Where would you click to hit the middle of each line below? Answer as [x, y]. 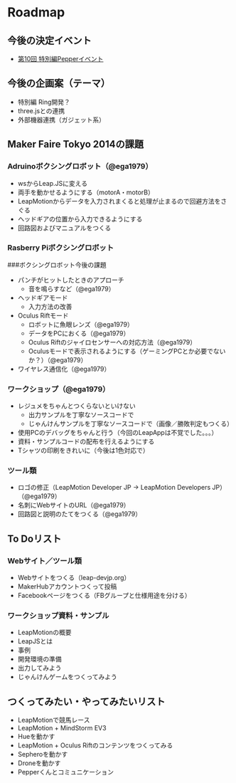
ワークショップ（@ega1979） [59, 389]
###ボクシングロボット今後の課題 [57, 265]
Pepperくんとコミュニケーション [66, 772]
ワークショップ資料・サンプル [58, 615]
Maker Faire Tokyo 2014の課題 [76, 144]
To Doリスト [34, 538]
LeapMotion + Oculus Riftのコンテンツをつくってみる [95, 745]
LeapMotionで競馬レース [54, 720]
